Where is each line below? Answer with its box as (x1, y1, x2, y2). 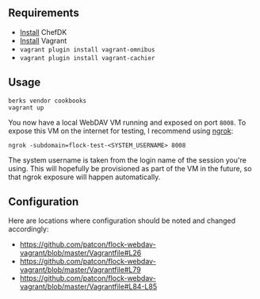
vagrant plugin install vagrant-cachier (19, 54, 155, 62)
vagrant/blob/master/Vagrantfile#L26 (19, 248, 142, 258)
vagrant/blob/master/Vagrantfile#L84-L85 (19, 282, 157, 292)
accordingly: (8, 224, 49, 234)
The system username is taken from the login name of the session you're (8, 155, 247, 165)
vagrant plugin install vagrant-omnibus (19, 45, 155, 54)
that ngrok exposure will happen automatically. (8, 172, 161, 182)
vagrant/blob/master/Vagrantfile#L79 (19, 265, 141, 274)
